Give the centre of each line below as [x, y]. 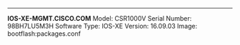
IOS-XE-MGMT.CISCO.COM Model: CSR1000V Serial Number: [100, 18]
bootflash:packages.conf [44, 34]
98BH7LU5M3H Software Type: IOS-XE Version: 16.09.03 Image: [102, 26]
